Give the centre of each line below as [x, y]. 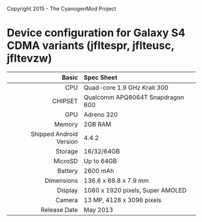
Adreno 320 [101, 115]
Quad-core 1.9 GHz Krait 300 [126, 88]
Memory [66, 124]
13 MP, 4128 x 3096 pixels [122, 200]
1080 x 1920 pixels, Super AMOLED [135, 190]
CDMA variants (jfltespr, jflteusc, [91, 46]
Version [67, 142]
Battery [68, 170]
